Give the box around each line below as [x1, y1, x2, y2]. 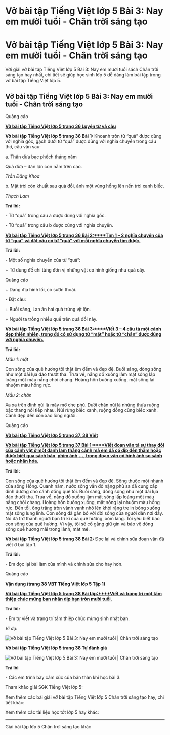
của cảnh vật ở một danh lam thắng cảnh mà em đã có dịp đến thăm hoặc [5, 447, 161, 453]
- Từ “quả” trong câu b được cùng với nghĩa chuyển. [5, 222, 114, 228]
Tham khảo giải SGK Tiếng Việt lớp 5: [5, 684, 83, 690]
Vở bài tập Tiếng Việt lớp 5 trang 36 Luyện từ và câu [5, 123, 116, 129]
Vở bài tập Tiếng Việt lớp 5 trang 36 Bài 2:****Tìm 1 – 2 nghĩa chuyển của [5, 232, 163, 238]
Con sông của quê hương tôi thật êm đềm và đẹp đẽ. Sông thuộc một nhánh [5, 478, 164, 484]
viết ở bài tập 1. [5, 541, 37, 547]
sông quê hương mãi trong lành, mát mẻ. [5, 526, 90, 532]
